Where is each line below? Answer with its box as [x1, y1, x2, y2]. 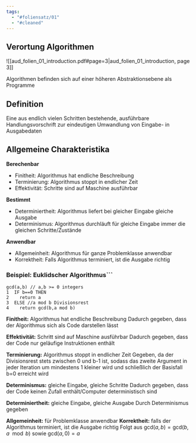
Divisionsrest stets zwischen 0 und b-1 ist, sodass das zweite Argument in [6, 357, 188, 365]
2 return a [6, 295, 42, 301]
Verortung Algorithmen [6, 42, 94, 52]
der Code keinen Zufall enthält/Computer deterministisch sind [6, 388, 157, 395]
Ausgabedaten [6, 127, 42, 134]
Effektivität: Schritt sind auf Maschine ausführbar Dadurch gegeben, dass [6, 334, 188, 341]
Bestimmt [6, 196, 31, 203]
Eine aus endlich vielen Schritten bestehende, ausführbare [6, 115, 150, 122]
